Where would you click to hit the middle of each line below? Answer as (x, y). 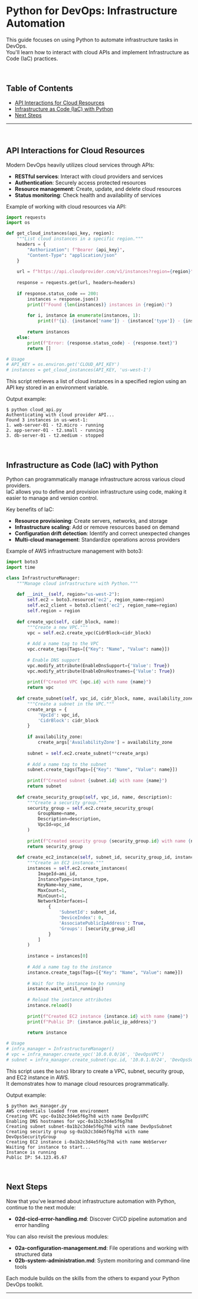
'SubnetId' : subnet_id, (88, 912)
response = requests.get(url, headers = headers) (76, 283)
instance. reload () (50, 1005)
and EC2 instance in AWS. (38, 1077)
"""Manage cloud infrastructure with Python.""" (77, 583)
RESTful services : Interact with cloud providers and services (89, 176)
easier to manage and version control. (52, 498)
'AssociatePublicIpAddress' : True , (102, 923)
